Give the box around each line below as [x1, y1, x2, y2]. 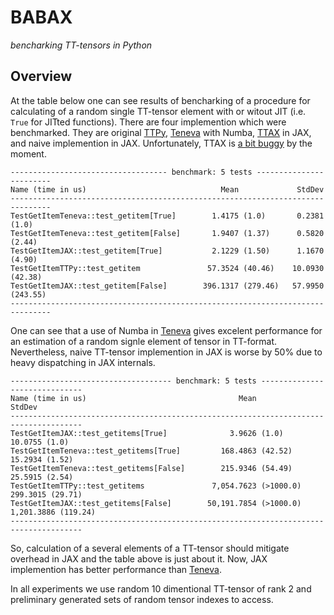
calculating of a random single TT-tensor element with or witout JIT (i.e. [10, 105, 307, 117]
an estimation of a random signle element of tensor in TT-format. [10, 335, 278, 347]
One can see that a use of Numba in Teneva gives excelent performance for [10, 324, 323, 336]
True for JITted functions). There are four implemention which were [10, 116, 287, 128]
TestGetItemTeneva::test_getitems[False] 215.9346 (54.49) [10, 463, 293, 473]
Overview [10, 68, 73, 85]
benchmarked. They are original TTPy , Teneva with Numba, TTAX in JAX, [10, 126, 312, 138]
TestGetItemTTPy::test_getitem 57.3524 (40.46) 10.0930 [10, 263, 325, 273]
